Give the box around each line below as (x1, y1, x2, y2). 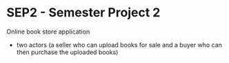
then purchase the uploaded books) (16, 48, 119, 56)
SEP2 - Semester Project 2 (6, 5, 161, 21)
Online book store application (6, 27, 90, 36)
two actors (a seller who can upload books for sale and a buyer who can (16, 40, 222, 49)
